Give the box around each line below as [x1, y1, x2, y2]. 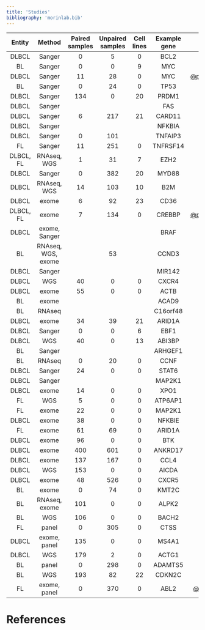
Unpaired [99, 34, 127, 43]
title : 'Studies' [6, 9, 51, 15]
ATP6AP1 [154, 396, 182, 404]
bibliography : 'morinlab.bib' [6, 15, 84, 21]
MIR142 [156, 267, 180, 275]
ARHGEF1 [154, 346, 183, 355]
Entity [11, 38, 29, 46]
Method [37, 38, 61, 46]
